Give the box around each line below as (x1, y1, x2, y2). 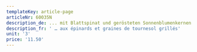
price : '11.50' (6, 36, 44, 42)
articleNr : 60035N (6, 14, 52, 20)
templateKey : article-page (6, 8, 74, 15)
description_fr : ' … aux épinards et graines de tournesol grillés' (6, 25, 181, 32)
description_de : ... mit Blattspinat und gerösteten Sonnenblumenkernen (6, 20, 192, 26)
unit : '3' (6, 31, 31, 37)
